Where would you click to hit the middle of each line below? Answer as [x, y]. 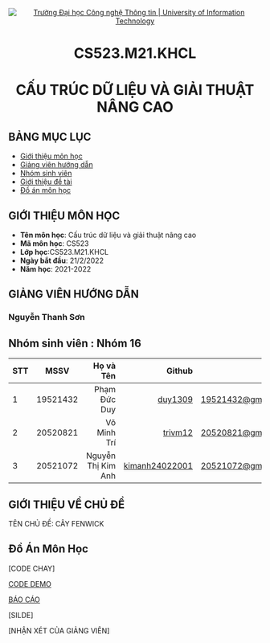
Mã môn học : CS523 [54, 244]
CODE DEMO [30, 584]
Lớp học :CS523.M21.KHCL [64, 252]
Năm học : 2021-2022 [55, 269]
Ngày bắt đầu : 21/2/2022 [62, 260]
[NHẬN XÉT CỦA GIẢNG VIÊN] [59, 630]
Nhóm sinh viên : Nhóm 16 [75, 343]
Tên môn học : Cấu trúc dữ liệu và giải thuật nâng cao [108, 235]
